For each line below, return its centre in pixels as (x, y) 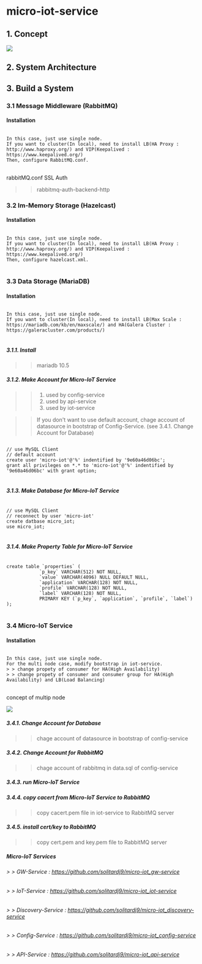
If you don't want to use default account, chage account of (111, 420)
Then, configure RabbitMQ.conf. (47, 160)
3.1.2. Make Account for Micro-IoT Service (61, 379)
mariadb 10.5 (53, 365)
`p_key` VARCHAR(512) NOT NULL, (80, 572)
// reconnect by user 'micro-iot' (50, 516)
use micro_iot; (26, 527)
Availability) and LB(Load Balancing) (56, 680)
